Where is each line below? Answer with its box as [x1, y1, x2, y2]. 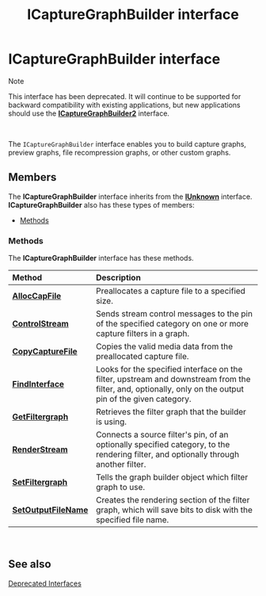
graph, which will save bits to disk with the [96, 505, 253, 516]
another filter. [96, 459, 146, 470]
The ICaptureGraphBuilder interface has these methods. [8, 254, 194, 263]
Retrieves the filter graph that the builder [96, 407, 247, 418]
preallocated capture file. [96, 351, 189, 362]
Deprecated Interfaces [8, 579, 82, 588]
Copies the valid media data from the [96, 341, 234, 352]
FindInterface [12, 379, 65, 390]
